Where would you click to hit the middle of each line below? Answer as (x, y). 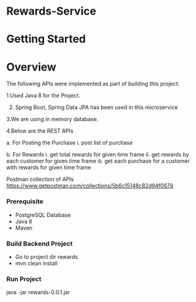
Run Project (24, 279)
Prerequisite (25, 202)
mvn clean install (36, 263)
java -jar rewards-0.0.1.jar (38, 292)
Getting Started (46, 39)
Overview (31, 67)
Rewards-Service (51, 11)
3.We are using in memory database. (52, 119)
